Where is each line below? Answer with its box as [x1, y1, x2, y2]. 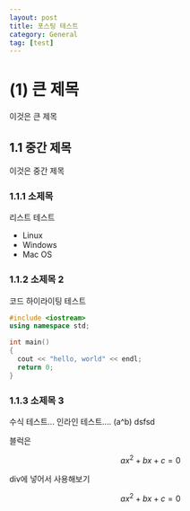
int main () [9, 338, 50, 347]
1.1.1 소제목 [9, 189, 54, 202]
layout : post [9, 13, 58, 22]
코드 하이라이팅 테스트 [9, 295, 87, 306]
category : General [9, 30, 78, 39]
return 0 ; [17, 363, 54, 372]
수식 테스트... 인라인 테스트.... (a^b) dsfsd [9, 417, 155, 427]
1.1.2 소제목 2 [9, 273, 65, 286]
